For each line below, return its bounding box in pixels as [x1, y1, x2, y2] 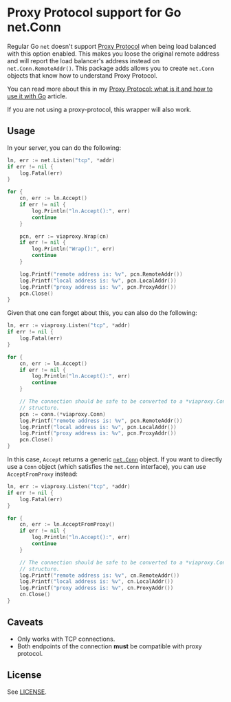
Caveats [7, 617, 43, 628]
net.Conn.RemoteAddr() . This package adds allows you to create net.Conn [7, 64, 214, 72]
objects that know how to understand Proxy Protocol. [7, 71, 158, 80]
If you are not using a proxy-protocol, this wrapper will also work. [7, 105, 192, 113]
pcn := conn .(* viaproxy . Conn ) [19, 410, 107, 417]
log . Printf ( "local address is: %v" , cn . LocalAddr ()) [19, 578, 174, 585]
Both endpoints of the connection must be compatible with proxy [16, 641, 202, 650]
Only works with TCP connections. [16, 635, 115, 643]
